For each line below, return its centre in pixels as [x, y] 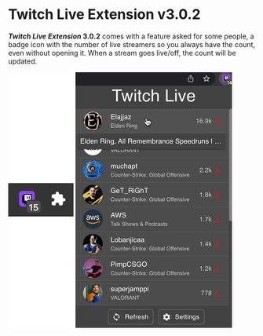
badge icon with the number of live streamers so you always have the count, [131, 44]
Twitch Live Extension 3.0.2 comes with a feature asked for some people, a [131, 36]
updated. [23, 61]
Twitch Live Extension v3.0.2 [104, 15]
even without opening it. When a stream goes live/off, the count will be [122, 53]
